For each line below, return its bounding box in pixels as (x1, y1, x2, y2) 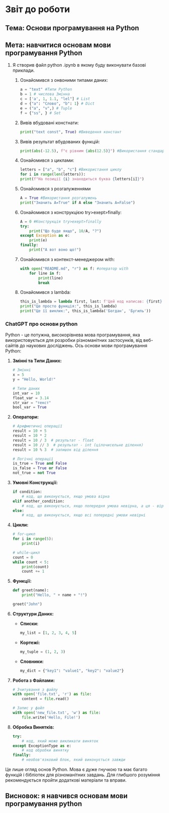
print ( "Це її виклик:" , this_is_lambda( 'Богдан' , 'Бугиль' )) (20, 309, 151, 314)
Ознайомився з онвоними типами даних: (20, 77, 108, 83)
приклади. (12, 67, 35, 74)
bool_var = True (12, 405, 47, 410)
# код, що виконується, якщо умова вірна (22, 494, 110, 499)
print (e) (29, 238, 48, 243)
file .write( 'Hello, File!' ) (22, 715, 80, 720)
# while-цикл (12, 550, 40, 555)
